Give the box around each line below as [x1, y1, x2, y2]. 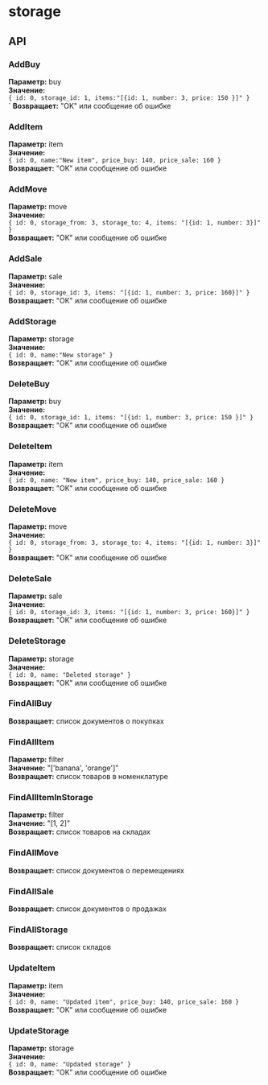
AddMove [8, 184, 47, 195]
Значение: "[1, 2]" [8, 819, 71, 828]
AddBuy [8, 59, 41, 70]
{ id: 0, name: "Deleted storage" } [8, 670, 131, 679]
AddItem [8, 121, 43, 132]
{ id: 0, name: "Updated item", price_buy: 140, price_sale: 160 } [8, 997, 240, 1006]
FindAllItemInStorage [8, 792, 94, 803]
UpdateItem [8, 963, 56, 974]
